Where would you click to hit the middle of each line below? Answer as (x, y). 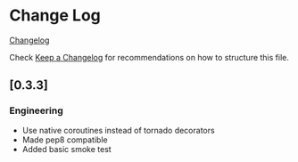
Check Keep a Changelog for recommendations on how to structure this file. (149, 57)
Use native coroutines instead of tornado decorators (119, 130)
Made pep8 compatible (65, 140)
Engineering (37, 110)
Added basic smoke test (66, 149)
